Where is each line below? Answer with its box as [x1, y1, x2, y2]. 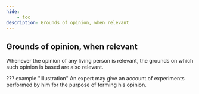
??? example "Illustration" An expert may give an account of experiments [6, 75, 185, 82]
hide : [6, 8, 20, 15]
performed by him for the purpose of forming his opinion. [6, 81, 147, 89]
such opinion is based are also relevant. [6, 63, 104, 71]
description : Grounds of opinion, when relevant [6, 20, 129, 25]
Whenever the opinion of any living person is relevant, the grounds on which [6, 57, 194, 64]
